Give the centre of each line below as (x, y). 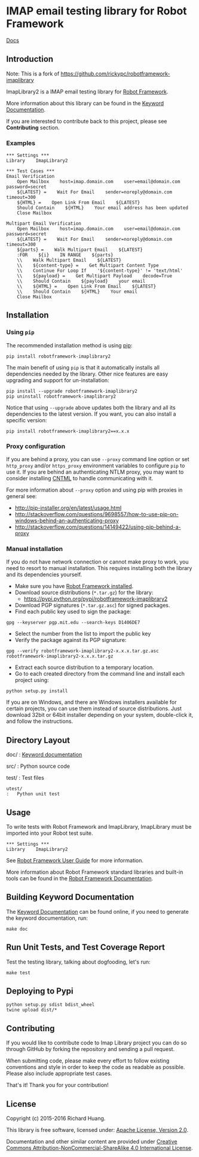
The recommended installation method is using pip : (69, 345)
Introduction (30, 59)
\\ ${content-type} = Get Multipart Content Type (88, 266)
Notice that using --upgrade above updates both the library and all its (91, 407)
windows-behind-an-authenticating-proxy (67, 521)
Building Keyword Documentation (70, 897)
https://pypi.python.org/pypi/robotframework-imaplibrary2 (96, 599)
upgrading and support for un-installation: (58, 380)
